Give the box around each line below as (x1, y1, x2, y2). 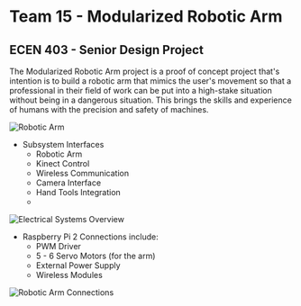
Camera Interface (35, 177, 102, 188)
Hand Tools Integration (35, 187, 122, 197)
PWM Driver (35, 241, 81, 251)
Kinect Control (35, 158, 90, 168)
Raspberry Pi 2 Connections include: (22, 231, 160, 242)
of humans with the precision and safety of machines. (9, 104, 209, 114)
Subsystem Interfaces (22, 139, 105, 149)
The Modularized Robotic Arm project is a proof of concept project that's (9, 66, 280, 76)
